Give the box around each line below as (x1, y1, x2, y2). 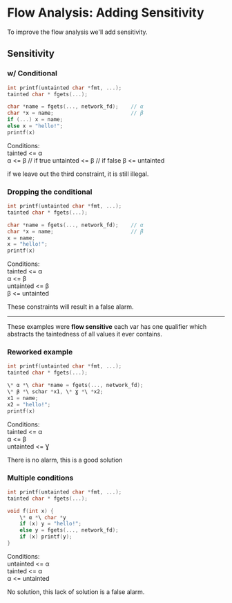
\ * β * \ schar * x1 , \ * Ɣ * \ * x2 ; (7, 388, 104, 395)
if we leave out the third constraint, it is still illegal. (7, 170, 149, 178)
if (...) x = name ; (7, 116, 64, 123)
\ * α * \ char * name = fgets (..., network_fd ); (7, 382, 144, 389)
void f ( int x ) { (7, 507, 54, 514)
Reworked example (7, 348, 73, 357)
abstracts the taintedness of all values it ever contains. (7, 330, 162, 339)
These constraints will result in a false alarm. (7, 303, 134, 311)
